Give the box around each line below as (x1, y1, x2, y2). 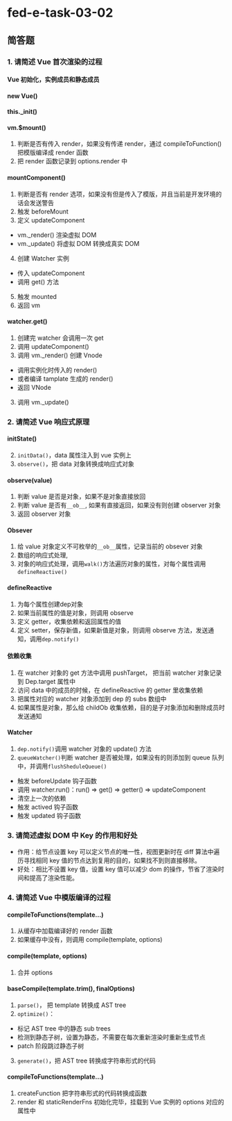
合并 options (17, 968, 53, 976)
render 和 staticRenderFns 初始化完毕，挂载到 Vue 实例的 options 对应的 (17, 1098, 224, 1106)
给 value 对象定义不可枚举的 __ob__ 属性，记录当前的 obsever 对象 (17, 542, 203, 550)
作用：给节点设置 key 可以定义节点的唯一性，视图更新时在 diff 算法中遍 (17, 848, 220, 856)
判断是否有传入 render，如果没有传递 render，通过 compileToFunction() (17, 140, 222, 148)
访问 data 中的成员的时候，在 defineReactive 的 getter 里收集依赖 (17, 686, 203, 694)
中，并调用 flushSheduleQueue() (17, 762, 107, 771)
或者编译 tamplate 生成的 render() (17, 374, 114, 383)
